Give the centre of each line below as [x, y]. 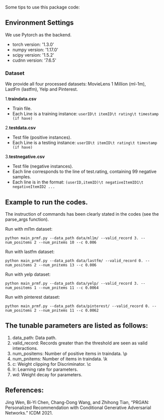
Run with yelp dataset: [28, 274]
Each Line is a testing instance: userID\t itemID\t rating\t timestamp [85, 143]
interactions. [25, 348]
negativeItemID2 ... [34, 187]
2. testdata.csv [21, 128]
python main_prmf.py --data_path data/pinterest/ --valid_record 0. [78, 306]
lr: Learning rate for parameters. [45, 369]
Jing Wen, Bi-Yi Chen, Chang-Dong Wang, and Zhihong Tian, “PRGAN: [77, 402]
